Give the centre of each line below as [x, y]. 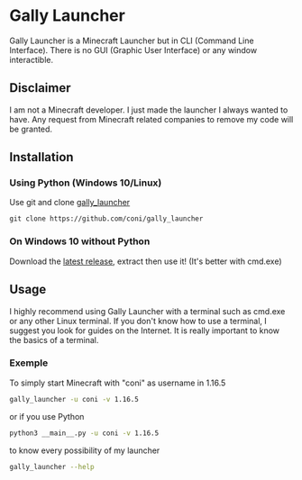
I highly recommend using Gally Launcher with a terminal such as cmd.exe [147, 311]
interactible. [32, 59]
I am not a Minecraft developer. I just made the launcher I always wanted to [149, 110]
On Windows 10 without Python [80, 241]
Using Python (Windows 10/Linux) [86, 183]
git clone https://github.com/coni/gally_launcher [106, 219]
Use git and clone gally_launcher [70, 203]
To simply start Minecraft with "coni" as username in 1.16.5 [118, 383]
